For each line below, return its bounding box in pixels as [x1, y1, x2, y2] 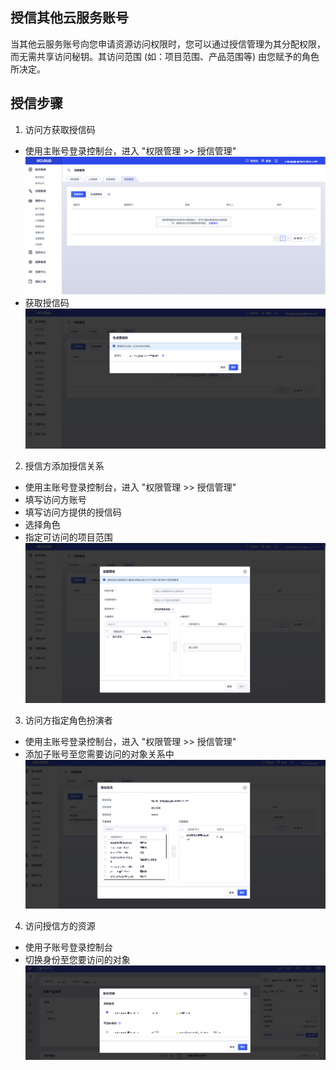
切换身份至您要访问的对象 [24, 953, 131, 965]
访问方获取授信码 [24, 123, 96, 135]
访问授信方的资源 [24, 919, 96, 932]
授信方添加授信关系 [24, 460, 105, 472]
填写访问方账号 [24, 494, 87, 506]
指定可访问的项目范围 [24, 531, 113, 543]
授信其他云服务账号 [10, 9, 129, 27]
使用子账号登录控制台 [24, 941, 113, 953]
